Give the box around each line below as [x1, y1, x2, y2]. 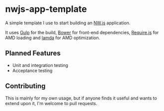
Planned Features [5, 49, 61, 57]
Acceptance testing [12, 67, 53, 73]
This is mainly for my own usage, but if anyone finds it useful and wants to [5, 95, 158, 101]
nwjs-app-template [5, 3, 87, 15]
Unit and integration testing [12, 62, 69, 68]
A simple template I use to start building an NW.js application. [5, 20, 131, 26]
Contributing [5, 82, 46, 90]
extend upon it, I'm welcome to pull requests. [5, 100, 98, 106]
